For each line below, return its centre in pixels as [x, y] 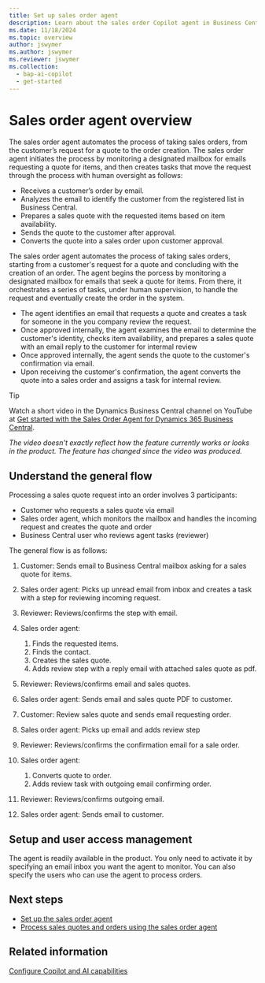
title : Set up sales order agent [64, 15]
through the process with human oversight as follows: [96, 176]
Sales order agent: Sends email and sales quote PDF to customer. [126, 699]
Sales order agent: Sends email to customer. [92, 814]
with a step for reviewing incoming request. [90, 598]
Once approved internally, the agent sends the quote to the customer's [135, 355]
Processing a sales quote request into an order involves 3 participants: [123, 495]
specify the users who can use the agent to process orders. [106, 875]
